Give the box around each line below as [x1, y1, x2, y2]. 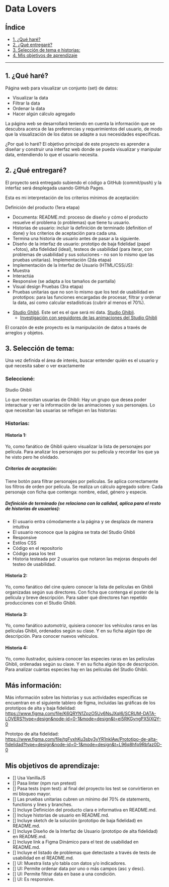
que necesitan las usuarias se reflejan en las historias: [5, 407, 117, 413]
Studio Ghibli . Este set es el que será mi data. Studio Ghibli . [12, 309, 135, 315]
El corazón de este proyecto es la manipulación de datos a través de [5, 324, 147, 330]
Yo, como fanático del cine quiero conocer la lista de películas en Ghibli [5, 584, 153, 589]
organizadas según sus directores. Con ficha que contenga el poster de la [5, 589, 159, 595]
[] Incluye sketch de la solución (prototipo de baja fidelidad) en [12, 818, 143, 824]
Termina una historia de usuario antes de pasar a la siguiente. [12, 235, 140, 241]
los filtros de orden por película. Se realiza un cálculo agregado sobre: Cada [5, 483, 163, 489]
